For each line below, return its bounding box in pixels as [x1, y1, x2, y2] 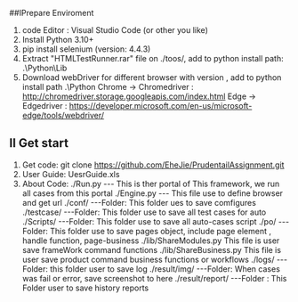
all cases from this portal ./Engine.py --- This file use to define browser [21, 187, 283, 199]
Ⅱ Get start [9, 135, 69, 151]
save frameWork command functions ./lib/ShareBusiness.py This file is [21, 244, 282, 255]
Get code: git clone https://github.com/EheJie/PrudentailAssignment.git [21, 159, 285, 170]
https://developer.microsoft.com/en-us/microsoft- [68, 101, 253, 110]
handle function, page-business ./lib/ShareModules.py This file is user [21, 235, 280, 246]
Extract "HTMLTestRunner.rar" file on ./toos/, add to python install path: [21, 53, 285, 63]
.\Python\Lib [21, 62, 68, 73]
